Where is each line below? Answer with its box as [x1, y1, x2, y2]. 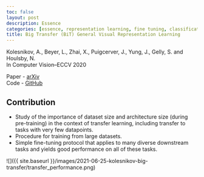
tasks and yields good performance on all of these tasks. [15, 145, 158, 153]
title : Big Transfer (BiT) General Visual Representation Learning [6, 32, 181, 38]
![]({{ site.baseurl [6, 157, 49, 164]
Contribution [6, 97, 56, 107]
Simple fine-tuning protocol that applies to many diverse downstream [15, 139, 189, 146]
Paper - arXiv [6, 73, 40, 80]
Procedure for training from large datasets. [15, 132, 123, 140]
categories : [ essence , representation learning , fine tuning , [6, 26, 167, 32]
